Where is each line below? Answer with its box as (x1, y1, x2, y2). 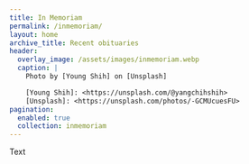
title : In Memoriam (9, 13, 83, 23)
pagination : (9, 105, 54, 114)
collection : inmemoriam (17, 122, 106, 131)
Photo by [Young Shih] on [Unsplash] (25, 72, 168, 81)
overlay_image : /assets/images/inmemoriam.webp (17, 55, 200, 64)
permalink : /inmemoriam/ (9, 22, 103, 31)
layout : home (9, 30, 59, 39)
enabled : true (17, 114, 70, 123)
